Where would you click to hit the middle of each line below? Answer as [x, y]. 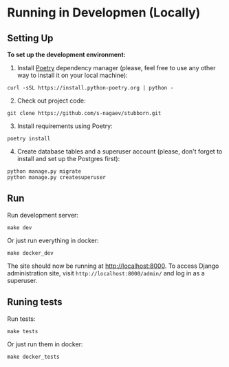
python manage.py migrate [44, 171]
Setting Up [30, 38]
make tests [23, 331]
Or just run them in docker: [45, 344]
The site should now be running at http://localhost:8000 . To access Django [113, 266]
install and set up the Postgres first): [68, 159]
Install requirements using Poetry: [65, 126]
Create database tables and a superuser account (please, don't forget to [120, 151]
